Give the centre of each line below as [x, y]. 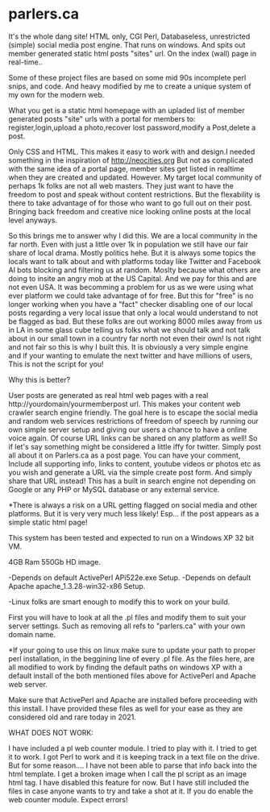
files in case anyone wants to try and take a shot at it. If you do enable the [131, 791]
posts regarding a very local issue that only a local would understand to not [133, 313]
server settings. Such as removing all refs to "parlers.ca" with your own [127, 626]
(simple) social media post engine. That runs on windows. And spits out [127, 44]
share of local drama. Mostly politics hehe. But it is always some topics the [132, 253]
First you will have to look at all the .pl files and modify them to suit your [127, 617]
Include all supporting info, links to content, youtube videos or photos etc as [135, 463]
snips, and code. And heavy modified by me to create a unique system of [130, 86]
